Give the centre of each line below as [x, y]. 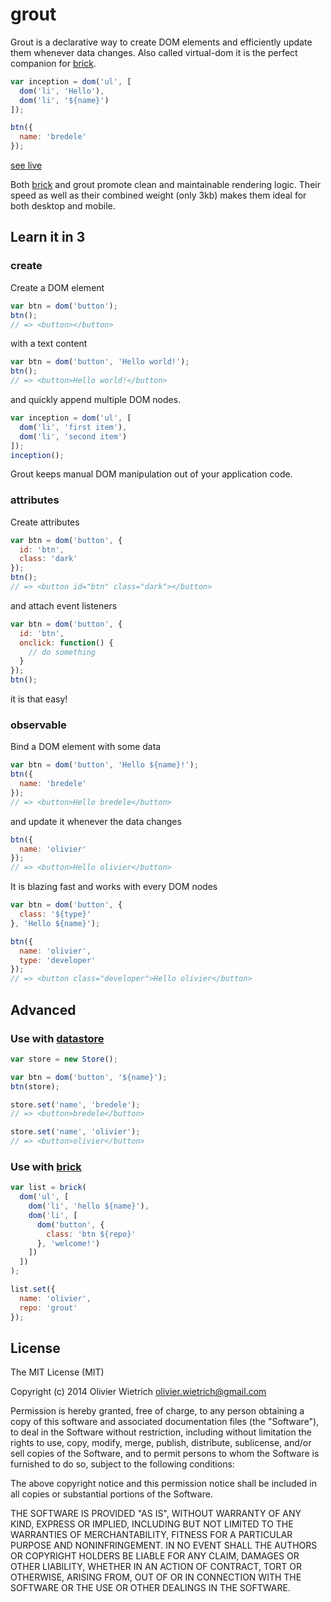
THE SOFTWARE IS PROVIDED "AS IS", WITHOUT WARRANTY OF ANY [156, 1514]
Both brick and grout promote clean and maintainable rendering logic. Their [165, 185]
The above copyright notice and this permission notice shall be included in [163, 1484]
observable [38, 725]
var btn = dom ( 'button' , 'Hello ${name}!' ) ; [104, 765]
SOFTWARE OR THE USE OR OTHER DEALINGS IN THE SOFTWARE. [150, 1588]
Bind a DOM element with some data [86, 747]
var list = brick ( [48, 1188]
